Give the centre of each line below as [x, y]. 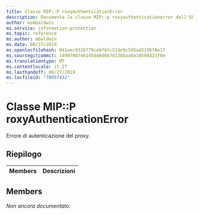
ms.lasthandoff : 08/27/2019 [41, 72]
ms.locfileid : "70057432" [38, 77]
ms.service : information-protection [51, 28]
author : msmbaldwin [30, 22]
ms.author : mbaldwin [32, 39]
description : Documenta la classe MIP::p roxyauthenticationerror [90, 17]
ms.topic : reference [32, 34]
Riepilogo [24, 154]
